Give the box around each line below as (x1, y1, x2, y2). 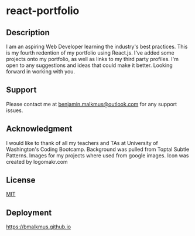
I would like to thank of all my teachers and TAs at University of (6, 139, 158, 146)
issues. (6, 107, 23, 114)
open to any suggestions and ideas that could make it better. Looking (6, 62, 173, 69)
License (6, 175, 36, 186)
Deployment (6, 207, 52, 218)
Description (6, 28, 50, 38)
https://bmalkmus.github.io (6, 223, 71, 230)
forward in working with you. (6, 68, 75, 75)
